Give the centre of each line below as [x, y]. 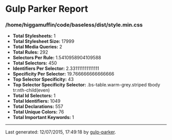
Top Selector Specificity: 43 [43, 79]
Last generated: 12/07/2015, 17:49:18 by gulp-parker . [61, 132]
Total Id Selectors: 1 [34, 96]
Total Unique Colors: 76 [38, 112]
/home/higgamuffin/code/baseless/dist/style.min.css [74, 25]
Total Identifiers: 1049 [37, 101]
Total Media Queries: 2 [37, 47]
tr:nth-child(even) [31, 90]
